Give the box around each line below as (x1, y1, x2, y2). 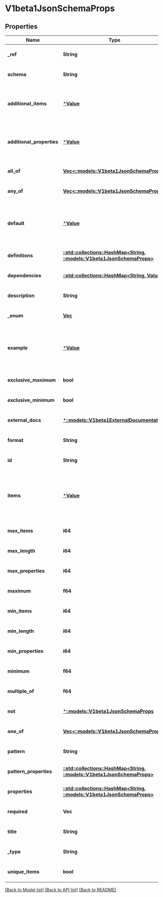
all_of (7, 168, 21, 174)
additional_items (7, 100, 47, 107)
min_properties (7, 648, 44, 654)
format (7, 437, 24, 443)
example (7, 345, 28, 351)
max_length (7, 547, 35, 554)
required (7, 808, 28, 815)
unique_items (7, 868, 40, 875)
